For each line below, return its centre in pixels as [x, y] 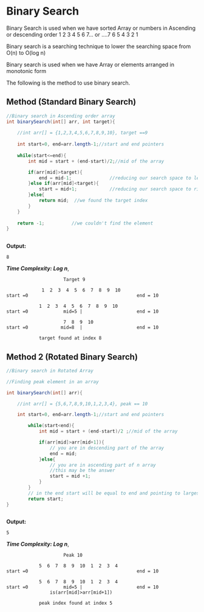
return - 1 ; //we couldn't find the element [85, 223]
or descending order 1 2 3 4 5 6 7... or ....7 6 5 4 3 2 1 [72, 34]
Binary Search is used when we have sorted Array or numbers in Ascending [101, 28]
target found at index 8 [70, 338]
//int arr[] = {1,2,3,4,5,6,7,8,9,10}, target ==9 [83, 133]
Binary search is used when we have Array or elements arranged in [90, 64]
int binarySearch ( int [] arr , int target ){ [61, 122]
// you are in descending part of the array [107, 448]
